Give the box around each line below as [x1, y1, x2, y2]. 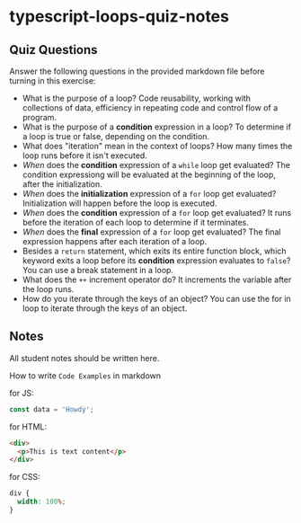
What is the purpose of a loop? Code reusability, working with [22, 93, 252, 103]
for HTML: [9, 421, 48, 432]
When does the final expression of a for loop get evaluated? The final [22, 226, 281, 237]
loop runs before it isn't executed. [22, 150, 148, 161]
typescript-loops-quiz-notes [9, 6, 229, 27]
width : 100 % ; [17, 497, 66, 507]
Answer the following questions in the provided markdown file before [9, 66, 265, 76]
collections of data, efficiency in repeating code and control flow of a [22, 102, 279, 113]
